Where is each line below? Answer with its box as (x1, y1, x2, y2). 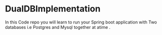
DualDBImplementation (5, 3, 101, 14)
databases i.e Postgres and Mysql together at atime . (5, 24, 111, 30)
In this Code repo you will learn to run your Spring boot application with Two (5, 19, 157, 25)
